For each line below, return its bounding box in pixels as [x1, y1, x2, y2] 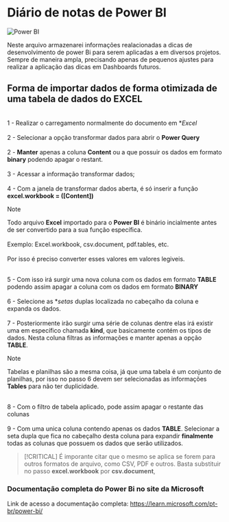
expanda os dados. [7, 304, 62, 313]
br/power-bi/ [7, 507, 43, 515]
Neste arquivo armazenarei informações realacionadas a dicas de [7, 40, 193, 49]
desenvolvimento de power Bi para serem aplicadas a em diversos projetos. [7, 48, 221, 56]
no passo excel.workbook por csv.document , [23, 466, 156, 475]
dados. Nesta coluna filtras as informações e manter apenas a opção [7, 333, 202, 342]
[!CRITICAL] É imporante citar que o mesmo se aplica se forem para [23, 452, 216, 460]
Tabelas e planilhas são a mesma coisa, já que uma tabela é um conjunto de [7, 367, 221, 375]
